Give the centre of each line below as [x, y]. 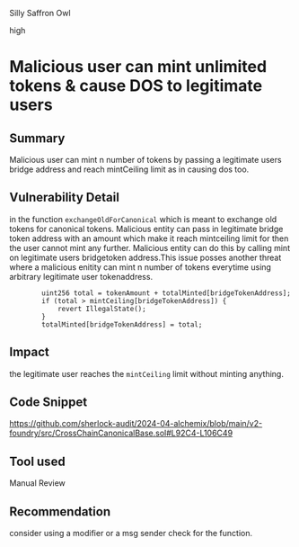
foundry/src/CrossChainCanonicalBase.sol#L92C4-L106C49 [121, 433]
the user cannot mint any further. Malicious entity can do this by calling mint [149, 247]
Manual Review [37, 483]
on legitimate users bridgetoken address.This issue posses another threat [145, 257]
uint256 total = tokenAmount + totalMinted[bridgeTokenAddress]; [167, 293]
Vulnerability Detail [64, 197]
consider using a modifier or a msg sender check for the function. [131, 534]
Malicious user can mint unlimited [138, 67]
